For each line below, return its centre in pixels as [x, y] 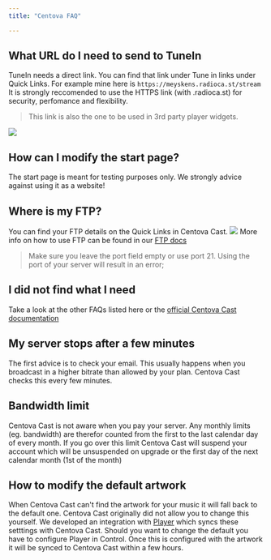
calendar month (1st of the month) [65, 460]
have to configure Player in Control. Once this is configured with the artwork [136, 539]
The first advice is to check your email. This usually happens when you [127, 363]
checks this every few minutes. [60, 380]
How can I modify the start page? [94, 158]
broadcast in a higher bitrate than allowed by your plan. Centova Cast [125, 372]
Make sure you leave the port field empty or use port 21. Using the [139, 256]
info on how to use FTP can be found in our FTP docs [98, 241]
